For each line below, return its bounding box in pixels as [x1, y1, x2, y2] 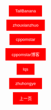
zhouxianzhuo [12, 23, 39, 28]
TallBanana [15, 8, 36, 14]
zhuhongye [15, 81, 36, 86]
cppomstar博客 [11, 52, 39, 57]
